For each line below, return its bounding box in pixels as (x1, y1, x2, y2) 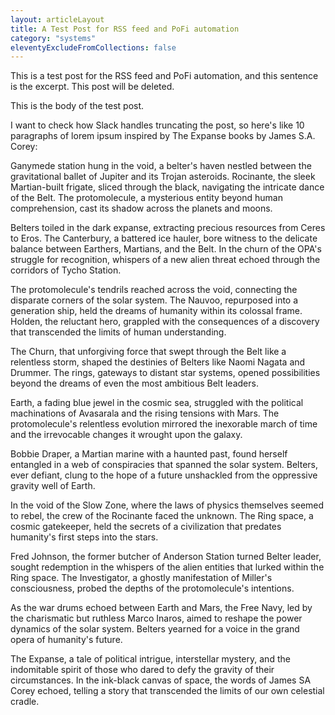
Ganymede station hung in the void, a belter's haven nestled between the (10, 160, 312, 172)
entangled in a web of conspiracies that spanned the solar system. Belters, (10, 459, 318, 471)
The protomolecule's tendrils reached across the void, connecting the (10, 284, 298, 296)
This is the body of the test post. (10, 100, 145, 112)
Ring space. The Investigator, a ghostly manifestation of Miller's (10, 572, 273, 584)
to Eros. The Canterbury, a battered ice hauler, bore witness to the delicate (10, 232, 318, 245)
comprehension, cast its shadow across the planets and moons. (10, 202, 273, 215)
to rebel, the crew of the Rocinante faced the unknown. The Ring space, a (10, 510, 314, 522)
